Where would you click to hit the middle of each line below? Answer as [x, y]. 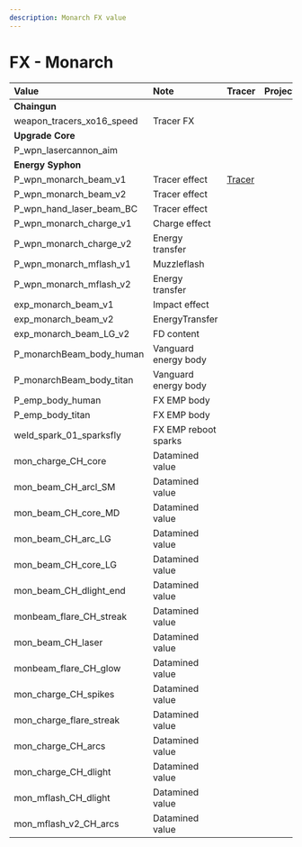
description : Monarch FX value [68, 18]
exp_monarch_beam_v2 [64, 319]
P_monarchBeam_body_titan [74, 379]
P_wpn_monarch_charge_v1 [73, 223]
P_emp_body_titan [52, 414]
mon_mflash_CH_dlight [62, 797]
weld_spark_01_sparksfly [67, 435]
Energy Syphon [48, 165]
